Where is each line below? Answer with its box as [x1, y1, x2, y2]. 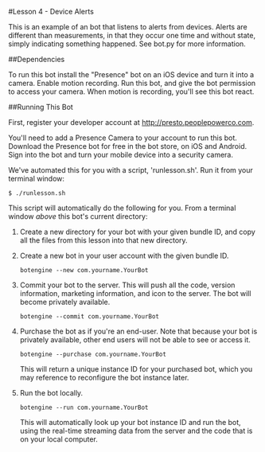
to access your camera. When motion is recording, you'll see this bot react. [8, 87, 255, 96]
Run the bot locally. [19, 388, 84, 397]
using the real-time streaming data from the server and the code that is [19, 426, 253, 435]
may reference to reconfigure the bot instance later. [19, 373, 189, 382]
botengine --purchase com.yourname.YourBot [19, 350, 167, 358]
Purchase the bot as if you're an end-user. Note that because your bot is [19, 326, 258, 336]
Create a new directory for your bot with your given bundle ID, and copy [19, 227, 256, 236]
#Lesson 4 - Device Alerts [8, 7, 94, 16]
